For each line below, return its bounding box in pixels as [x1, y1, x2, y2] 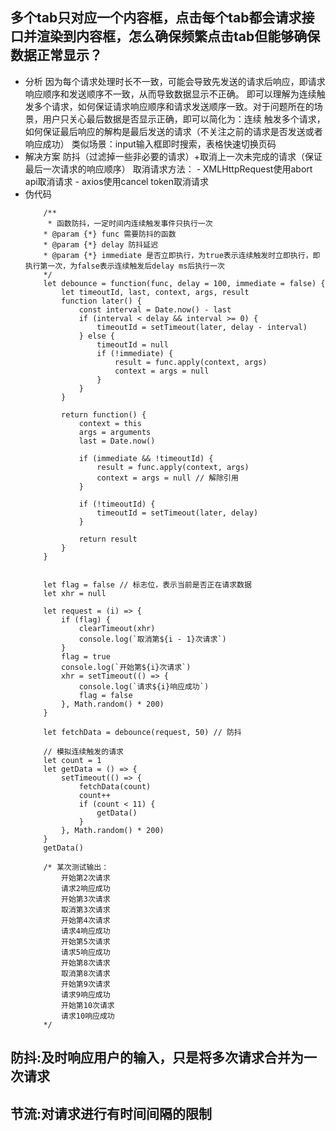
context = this [78, 418, 142, 428]
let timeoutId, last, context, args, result [61, 287, 250, 297]
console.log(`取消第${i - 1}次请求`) [78, 634, 227, 644]
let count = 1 [43, 755, 102, 765]
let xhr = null [43, 588, 107, 598]
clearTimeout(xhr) [78, 623, 156, 633]
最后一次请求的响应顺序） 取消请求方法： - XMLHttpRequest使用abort [24, 163, 313, 175]
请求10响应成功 [61, 1011, 115, 1021]
